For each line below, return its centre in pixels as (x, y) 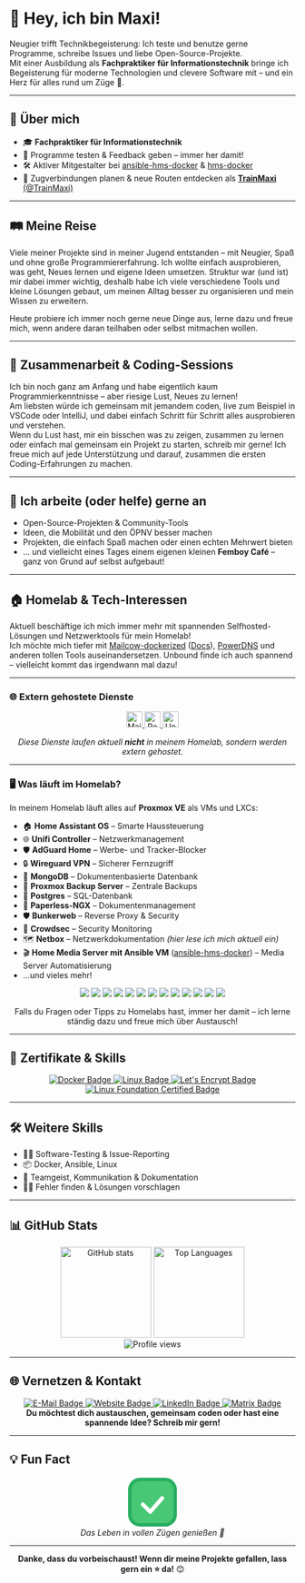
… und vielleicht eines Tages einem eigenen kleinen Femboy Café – (148, 552)
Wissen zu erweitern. (49, 301)
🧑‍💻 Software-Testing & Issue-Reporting (96, 1154)
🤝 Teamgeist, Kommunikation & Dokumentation (110, 1177)
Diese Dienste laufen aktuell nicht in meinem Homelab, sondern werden (152, 742)
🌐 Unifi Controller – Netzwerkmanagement (103, 838)
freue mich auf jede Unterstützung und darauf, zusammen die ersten (138, 454)
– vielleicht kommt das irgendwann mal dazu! (93, 665)
